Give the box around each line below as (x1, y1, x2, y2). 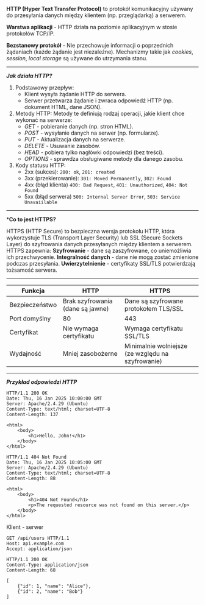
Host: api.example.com (6, 540, 64, 547)
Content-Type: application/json (6, 562, 88, 568)
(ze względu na (124, 350, 169, 358)
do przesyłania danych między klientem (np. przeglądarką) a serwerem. (6, 12, 187, 19)
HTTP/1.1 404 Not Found (6, 454, 67, 460)
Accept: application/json (6, 546, 72, 552)
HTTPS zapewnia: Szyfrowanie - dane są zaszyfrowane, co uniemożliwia (6, 247, 192, 254)
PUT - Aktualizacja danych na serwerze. (24, 136, 126, 143)
